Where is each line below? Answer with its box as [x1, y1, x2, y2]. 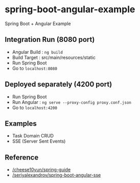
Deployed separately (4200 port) [5, 80, 112, 89]
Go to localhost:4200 [12, 104, 57, 110]
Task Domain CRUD [12, 133, 54, 139]
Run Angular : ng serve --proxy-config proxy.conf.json [12, 99, 131, 105]
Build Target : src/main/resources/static [12, 54, 96, 60]
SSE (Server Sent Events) [12, 138, 66, 144]
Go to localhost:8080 [12, 65, 57, 71]
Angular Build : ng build [12, 49, 63, 55]
